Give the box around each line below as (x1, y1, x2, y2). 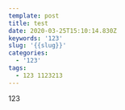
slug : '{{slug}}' (8, 42, 67, 50)
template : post (8, 11, 60, 20)
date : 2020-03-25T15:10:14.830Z (8, 26, 117, 35)
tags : (8, 64, 27, 72)
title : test (8, 19, 48, 27)
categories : (8, 49, 48, 57)
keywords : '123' (8, 34, 63, 43)
